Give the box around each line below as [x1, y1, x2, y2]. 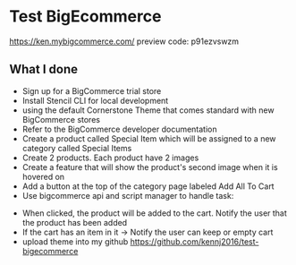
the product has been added [21, 217, 128, 227]
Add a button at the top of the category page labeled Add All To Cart [21, 181, 275, 192]
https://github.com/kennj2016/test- [130, 235, 259, 247]
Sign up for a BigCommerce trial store [21, 85, 162, 96]
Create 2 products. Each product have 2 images [21, 152, 199, 163]
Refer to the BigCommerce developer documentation [21, 124, 217, 134]
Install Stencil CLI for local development [21, 95, 169, 106]
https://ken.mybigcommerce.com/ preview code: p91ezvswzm [9, 36, 240, 47]
